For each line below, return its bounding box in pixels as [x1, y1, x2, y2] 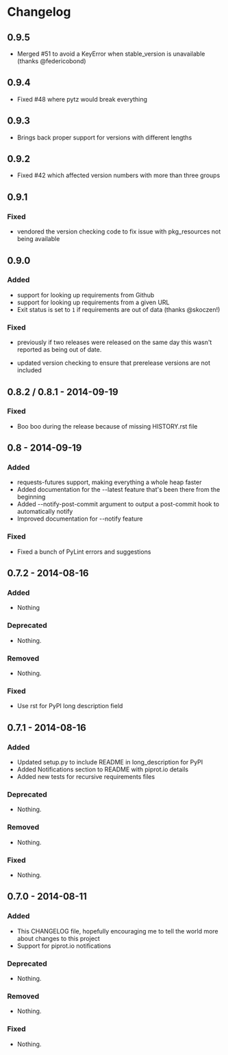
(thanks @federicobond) [16, 57, 87, 65]
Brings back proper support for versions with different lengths [16, 133, 192, 141]
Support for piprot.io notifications [16, 942, 112, 950]
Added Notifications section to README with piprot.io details [16, 765, 189, 773]
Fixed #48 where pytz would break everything [16, 95, 148, 103]
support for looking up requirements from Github [16, 291, 155, 299]
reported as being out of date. [16, 345, 102, 354]
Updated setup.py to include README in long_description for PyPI [16, 758, 203, 767]
